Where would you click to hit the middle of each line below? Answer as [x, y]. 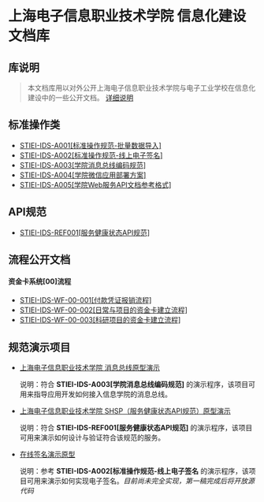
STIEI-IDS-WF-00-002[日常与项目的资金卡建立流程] [103, 310]
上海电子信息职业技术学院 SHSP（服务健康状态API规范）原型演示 [125, 411]
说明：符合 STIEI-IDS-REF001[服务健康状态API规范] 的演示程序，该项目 [136, 428]
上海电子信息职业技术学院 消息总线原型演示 [89, 368]
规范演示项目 [39, 347]
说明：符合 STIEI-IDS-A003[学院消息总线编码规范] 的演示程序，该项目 [134, 385]
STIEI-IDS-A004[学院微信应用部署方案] [83, 175]
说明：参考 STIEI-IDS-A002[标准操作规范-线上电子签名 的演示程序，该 [134, 471]
